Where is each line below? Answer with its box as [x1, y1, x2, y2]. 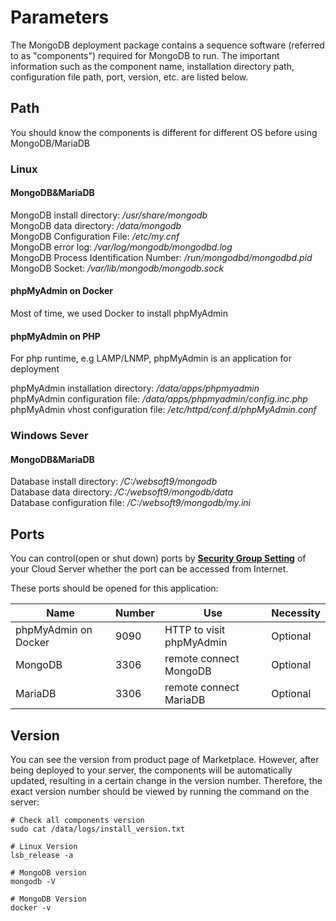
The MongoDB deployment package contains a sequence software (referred [10, 39, 325, 51]
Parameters [10, 6, 110, 29]
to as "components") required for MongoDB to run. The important [10, 49, 280, 61]
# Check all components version [10, 816, 145, 826]
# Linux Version [10, 842, 78, 852]
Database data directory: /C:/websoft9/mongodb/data [10, 486, 234, 498]
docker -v [10, 903, 52, 913]
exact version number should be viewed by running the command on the [10, 786, 310, 798]
